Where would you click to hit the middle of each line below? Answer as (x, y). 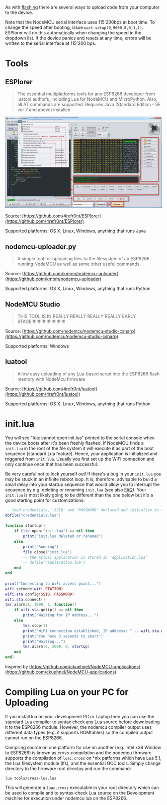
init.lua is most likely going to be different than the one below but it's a (79, 495)
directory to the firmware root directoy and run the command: (68, 769)
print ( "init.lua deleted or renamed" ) (63, 536)
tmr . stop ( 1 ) (36, 626)
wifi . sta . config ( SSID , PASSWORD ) (40, 594)
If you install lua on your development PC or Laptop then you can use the (80, 717)
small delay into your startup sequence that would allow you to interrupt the (83, 484)
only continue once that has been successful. (52, 464)
